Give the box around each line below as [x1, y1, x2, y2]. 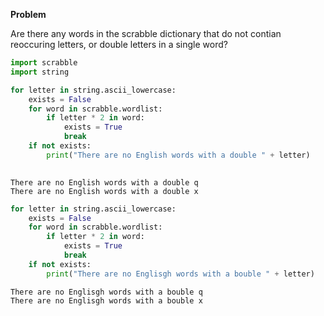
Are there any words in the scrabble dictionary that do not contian [10, 28, 282, 39]
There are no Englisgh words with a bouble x [10, 295, 203, 306]
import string [10, 67, 70, 77]
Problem [10, 9, 47, 20]
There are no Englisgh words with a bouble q [10, 287, 203, 297]
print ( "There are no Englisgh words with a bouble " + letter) [46, 269, 315, 279]
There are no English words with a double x [10, 186, 199, 196]
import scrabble [10, 58, 78, 68]
